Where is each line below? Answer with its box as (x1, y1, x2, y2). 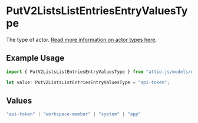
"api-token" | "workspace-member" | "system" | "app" (6, 111, 141, 117)
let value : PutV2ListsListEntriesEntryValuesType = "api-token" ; (6, 79, 170, 85)
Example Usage (6, 53, 65, 63)
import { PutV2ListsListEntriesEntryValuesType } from (6, 69, 144, 75)
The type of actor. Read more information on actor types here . (6, 36, 157, 43)
